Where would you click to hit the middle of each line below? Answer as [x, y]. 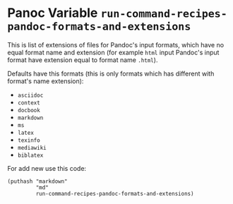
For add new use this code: [47, 168]
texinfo [29, 140]
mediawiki [32, 148]
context [29, 103]
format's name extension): [46, 81]
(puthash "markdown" [38, 181]
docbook [29, 110]
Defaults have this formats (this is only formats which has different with [111, 73]
